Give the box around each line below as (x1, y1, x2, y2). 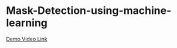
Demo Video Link (6, 35, 48, 42)
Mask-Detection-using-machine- (6, 4, 172, 17)
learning (6, 16, 48, 29)
